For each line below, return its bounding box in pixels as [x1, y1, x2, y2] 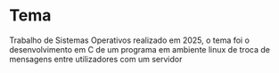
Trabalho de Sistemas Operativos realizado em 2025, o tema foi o [9, 35, 250, 45]
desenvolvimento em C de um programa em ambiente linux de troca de [9, 44, 270, 54]
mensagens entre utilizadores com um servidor [9, 53, 183, 64]
